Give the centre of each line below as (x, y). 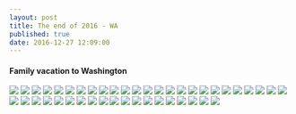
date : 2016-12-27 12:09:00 (60, 42)
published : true (39, 34)
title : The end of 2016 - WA (64, 26)
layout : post (34, 17)
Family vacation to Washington (68, 70)
